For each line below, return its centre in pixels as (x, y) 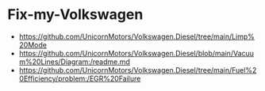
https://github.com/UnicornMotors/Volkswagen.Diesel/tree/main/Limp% (137, 36)
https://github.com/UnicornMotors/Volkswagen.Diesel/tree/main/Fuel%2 (138, 70)
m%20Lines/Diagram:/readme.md (74, 62)
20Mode (33, 44)
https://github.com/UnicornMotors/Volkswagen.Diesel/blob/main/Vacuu (136, 53)
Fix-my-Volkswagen (75, 15)
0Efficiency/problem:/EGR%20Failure (80, 78)
